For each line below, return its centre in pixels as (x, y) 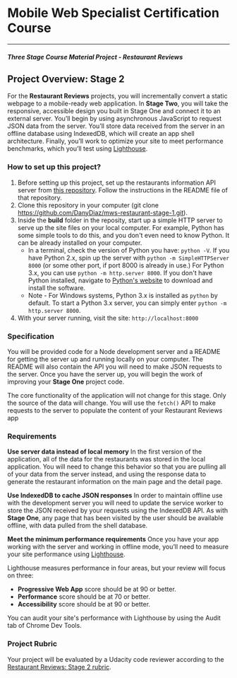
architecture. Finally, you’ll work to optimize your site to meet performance (115, 141)
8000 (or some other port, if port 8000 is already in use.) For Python (126, 265)
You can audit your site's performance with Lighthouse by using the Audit (114, 618)
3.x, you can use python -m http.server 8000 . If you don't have (120, 272)
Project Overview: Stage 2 (66, 79)
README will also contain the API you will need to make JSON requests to (115, 367)
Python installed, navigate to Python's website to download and (120, 280)
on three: (20, 575)
